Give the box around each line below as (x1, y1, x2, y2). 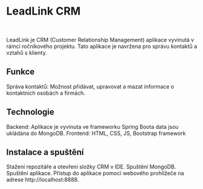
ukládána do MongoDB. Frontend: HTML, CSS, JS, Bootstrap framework (6, 129, 186, 137)
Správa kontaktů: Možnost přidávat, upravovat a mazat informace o (6, 83, 175, 90)
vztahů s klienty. (6, 49, 47, 56)
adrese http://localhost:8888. (6, 176, 79, 184)
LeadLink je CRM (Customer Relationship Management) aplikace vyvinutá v (6, 36, 195, 43)
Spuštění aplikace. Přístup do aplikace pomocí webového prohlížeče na (6, 170, 184, 177)
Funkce (6, 67, 35, 77)
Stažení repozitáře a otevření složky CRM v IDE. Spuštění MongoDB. (6, 163, 176, 171)
